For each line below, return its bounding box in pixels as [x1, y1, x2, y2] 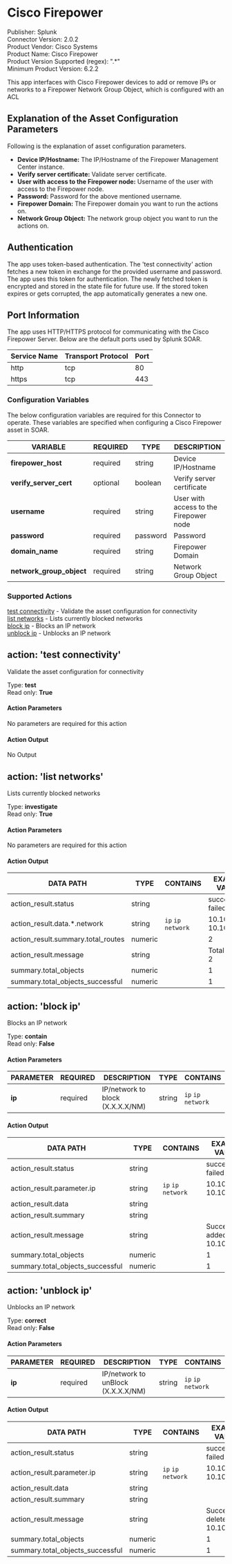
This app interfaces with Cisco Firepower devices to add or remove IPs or [7, 78, 216, 86]
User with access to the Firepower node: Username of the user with [17, 177, 213, 185]
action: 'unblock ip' [7, 1285, 93, 1297]
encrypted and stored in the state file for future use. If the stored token [7, 282, 209, 290]
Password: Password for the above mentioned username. [17, 192, 182, 200]
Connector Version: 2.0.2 [7, 35, 79, 43]
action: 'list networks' [7, 770, 104, 783]
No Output [7, 751, 37, 759]
